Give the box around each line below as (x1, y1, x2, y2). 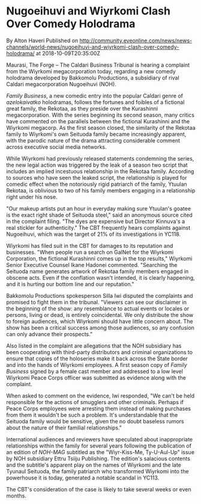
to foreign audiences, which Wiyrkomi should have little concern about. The (6, 318, 193, 325)
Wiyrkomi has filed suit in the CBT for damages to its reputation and (6, 242, 173, 249)
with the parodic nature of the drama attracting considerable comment (6, 137, 181, 144)
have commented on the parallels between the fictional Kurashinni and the (6, 117, 190, 124)
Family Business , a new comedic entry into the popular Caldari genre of (6, 92, 183, 99)
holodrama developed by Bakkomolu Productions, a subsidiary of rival (6, 74, 179, 81)
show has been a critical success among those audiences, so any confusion (6, 324, 195, 331)
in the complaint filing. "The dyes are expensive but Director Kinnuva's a (6, 218, 185, 225)
